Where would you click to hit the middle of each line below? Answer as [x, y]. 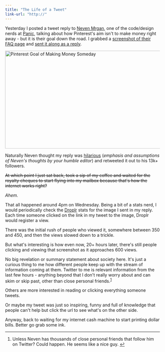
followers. [15, 166]
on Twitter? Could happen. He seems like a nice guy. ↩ [69, 344]
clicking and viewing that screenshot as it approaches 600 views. [71, 250]
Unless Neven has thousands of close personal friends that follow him [83, 339]
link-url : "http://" [26, 14]
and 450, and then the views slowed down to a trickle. [60, 235]
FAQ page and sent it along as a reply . [43, 44]
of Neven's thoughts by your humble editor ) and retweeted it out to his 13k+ [82, 160]
